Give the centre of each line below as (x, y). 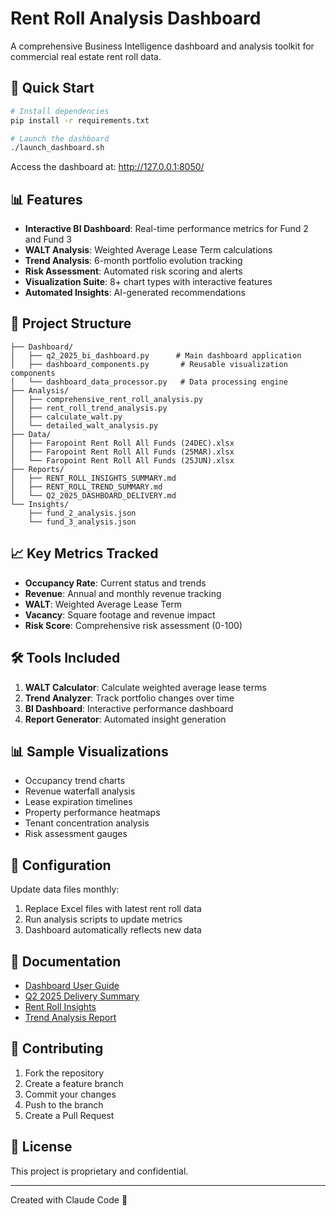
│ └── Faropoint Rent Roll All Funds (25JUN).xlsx (122, 460)
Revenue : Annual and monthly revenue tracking (123, 593)
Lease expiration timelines (78, 802)
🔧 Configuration (61, 865)
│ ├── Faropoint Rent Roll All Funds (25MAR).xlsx (122, 452)
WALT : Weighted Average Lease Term (103, 604)
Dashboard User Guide (72, 985)
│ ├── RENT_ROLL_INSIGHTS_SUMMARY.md (93, 478)
